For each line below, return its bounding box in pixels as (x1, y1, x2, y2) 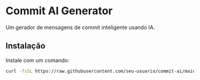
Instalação (5, 41, 46, 51)
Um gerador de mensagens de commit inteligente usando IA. (5, 24, 155, 31)
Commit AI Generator (5, 4, 113, 18)
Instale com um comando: (5, 56, 70, 63)
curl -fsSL (5, 68, 33, 74)
